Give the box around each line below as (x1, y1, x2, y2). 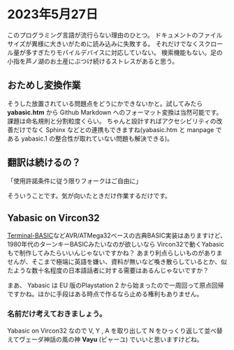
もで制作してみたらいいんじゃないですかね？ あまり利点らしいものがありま (7, 249, 223, 257)
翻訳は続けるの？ (7, 156, 81, 168)
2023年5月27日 (7, 6, 98, 22)
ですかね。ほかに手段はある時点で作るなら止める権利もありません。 (7, 290, 203, 298)
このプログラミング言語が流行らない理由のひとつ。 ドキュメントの (7, 31, 198, 39)
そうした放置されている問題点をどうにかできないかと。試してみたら (7, 99, 203, 108)
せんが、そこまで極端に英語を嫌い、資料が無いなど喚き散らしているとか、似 (7, 258, 228, 266)
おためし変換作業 (7, 80, 81, 92)
